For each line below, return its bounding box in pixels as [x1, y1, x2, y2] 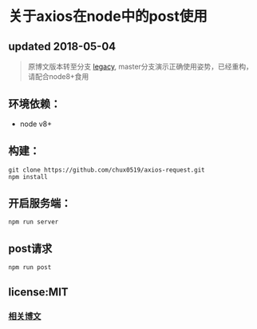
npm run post [8, 264, 52, 272]
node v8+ [19, 119, 52, 129]
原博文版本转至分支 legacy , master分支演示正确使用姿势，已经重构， [27, 61, 254, 71]
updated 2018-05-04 [8, 39, 117, 53]
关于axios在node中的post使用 [8, 7, 208, 26]
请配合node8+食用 [27, 72, 89, 81]
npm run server [8, 218, 59, 226]
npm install [8, 172, 48, 180]
